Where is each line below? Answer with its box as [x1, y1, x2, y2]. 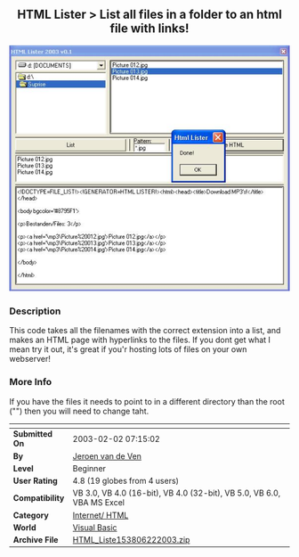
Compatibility [12, 492, 65, 503]
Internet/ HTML [72, 510, 129, 520]
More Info [9, 376, 53, 389]
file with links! [109, 21, 190, 37]
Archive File [12, 535, 59, 545]
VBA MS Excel [72, 497, 125, 508]
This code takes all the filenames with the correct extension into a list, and [9, 325, 281, 336]
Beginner [72, 463, 107, 473]
